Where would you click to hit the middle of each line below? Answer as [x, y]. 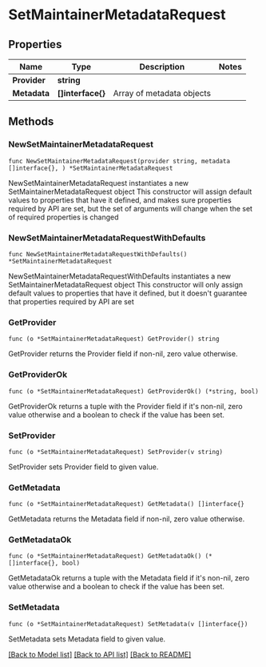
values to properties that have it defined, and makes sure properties [120, 200]
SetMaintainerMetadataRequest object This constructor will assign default [130, 191]
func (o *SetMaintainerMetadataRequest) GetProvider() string [114, 339]
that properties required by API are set [71, 301]
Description [162, 67]
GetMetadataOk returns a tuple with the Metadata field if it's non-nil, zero [129, 578]
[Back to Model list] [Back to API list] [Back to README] [100, 654]
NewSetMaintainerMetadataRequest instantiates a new [99, 183]
